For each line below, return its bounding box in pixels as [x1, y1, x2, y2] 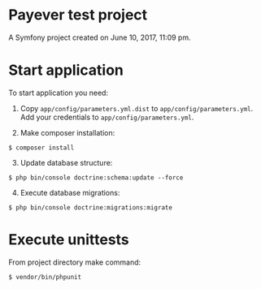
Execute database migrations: [20, 188, 120, 197]
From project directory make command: [8, 257, 141, 267]
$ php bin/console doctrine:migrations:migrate [8, 203, 173, 212]
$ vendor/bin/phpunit [8, 273, 82, 281]
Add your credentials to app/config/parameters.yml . [20, 112, 194, 122]
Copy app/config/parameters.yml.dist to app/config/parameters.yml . [20, 103, 254, 113]
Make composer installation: [20, 127, 115, 137]
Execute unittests [8, 231, 130, 249]
